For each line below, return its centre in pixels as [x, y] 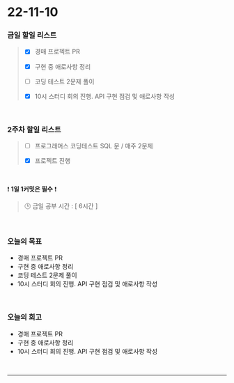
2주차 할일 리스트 [34, 130]
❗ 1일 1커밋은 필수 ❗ [32, 189]
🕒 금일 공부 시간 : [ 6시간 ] [61, 206]
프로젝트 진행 [53, 161]
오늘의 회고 [25, 318]
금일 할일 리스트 [32, 36]
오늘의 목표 [25, 242]
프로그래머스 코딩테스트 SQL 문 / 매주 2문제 [94, 146]
